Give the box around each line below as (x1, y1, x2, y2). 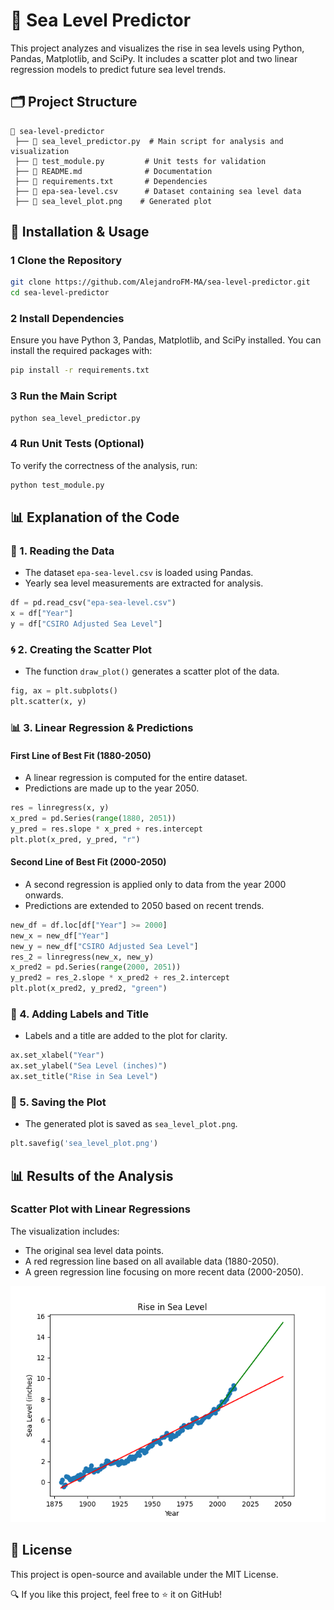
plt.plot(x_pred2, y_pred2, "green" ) (10, 984, 168, 994)
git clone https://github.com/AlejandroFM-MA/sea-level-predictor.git (10, 277, 311, 288)
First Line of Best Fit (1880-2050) (10, 749, 152, 761)
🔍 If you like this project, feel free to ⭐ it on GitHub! (10, 1588, 223, 1600)
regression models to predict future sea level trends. (10, 63, 227, 75)
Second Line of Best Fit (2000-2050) (10, 856, 167, 868)
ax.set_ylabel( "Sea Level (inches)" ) (10, 1061, 168, 1071)
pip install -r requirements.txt (10, 365, 150, 376)
